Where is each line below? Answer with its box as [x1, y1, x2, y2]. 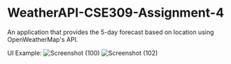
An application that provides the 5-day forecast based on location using [7, 28, 215, 36]
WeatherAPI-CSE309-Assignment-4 [7, 5, 225, 21]
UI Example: [7, 49, 42, 57]
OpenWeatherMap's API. [7, 35, 78, 43]
